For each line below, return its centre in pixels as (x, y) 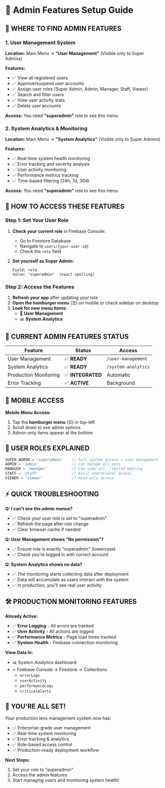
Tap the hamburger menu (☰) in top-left (54, 422)
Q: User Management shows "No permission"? (55, 539)
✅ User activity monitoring (39, 170)
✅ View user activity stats (39, 100)
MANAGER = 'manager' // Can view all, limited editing (74, 469)
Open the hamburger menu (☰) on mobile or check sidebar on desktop (85, 303)
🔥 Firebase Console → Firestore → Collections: (60, 669)
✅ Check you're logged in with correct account (60, 554)
